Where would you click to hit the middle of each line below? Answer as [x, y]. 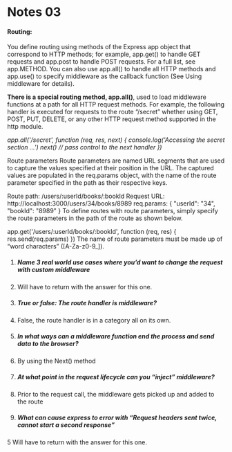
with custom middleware [54, 269]
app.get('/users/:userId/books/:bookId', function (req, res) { [92, 232]
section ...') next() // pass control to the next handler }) [85, 147]
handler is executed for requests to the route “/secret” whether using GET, [113, 112]
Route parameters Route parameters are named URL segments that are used [116, 161]
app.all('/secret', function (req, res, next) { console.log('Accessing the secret [116, 140]
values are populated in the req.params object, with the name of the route [112, 175]
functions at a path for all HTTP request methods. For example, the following [116, 105]
